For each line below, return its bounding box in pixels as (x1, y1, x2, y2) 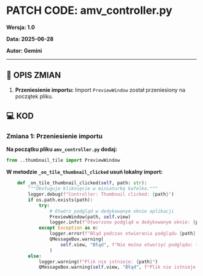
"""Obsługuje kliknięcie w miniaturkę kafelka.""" (28, 185, 158, 192)
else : (28, 253, 42, 259)
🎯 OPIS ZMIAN (6, 70, 62, 80)
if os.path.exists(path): (28, 197, 94, 203)
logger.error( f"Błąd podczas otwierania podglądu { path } (49, 231, 196, 237)
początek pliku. (14, 92, 53, 100)
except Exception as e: (38, 225, 98, 231)
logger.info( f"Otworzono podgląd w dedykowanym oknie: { (49, 219, 196, 225)
